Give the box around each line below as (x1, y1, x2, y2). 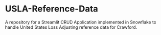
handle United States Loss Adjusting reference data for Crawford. (5, 24, 137, 30)
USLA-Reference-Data (5, 3, 98, 14)
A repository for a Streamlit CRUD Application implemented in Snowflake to (5, 19, 157, 25)
